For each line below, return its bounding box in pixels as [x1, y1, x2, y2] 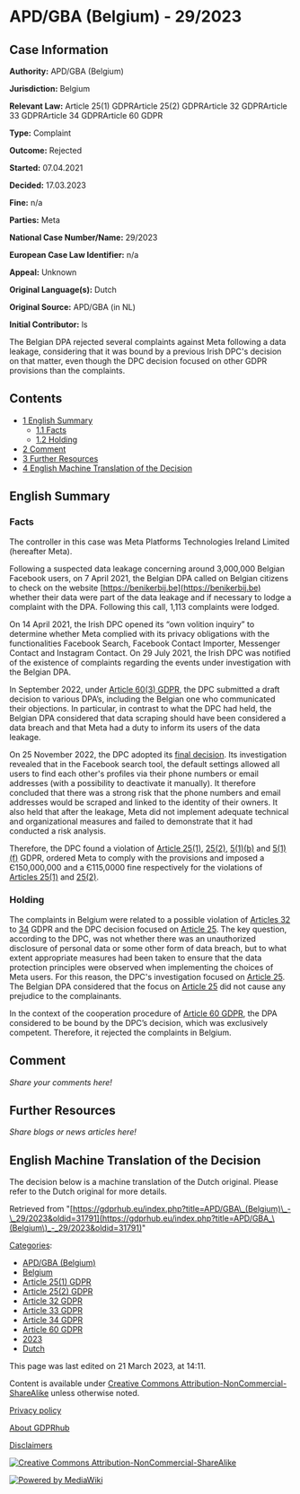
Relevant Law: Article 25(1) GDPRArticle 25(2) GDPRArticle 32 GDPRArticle [9, 101, 287, 111]
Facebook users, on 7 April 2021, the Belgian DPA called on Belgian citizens [9, 572, 289, 583]
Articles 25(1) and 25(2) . [9, 871, 99, 882]
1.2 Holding [35, 434, 78, 445]
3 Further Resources [22, 453, 99, 464]
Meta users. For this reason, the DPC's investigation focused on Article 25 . [9, 971, 286, 982]
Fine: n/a [9, 198, 43, 208]
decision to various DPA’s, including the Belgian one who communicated [9, 694, 276, 704]
